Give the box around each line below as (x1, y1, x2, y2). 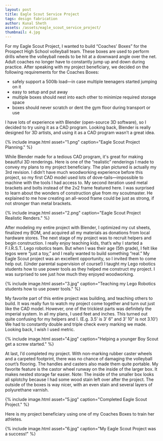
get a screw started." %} (5, 341, 54, 347)
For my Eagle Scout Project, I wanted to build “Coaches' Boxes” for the (5, 43, 147, 49)
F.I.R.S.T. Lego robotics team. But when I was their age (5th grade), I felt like (5, 245, 158, 251)
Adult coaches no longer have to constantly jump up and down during (5, 59, 145, 64)
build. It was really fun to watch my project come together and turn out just (5, 301, 155, 306)
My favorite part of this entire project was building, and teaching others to (5, 295, 153, 301)
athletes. (5, 416, 23, 422)
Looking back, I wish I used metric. (5, 327, 75, 332)
